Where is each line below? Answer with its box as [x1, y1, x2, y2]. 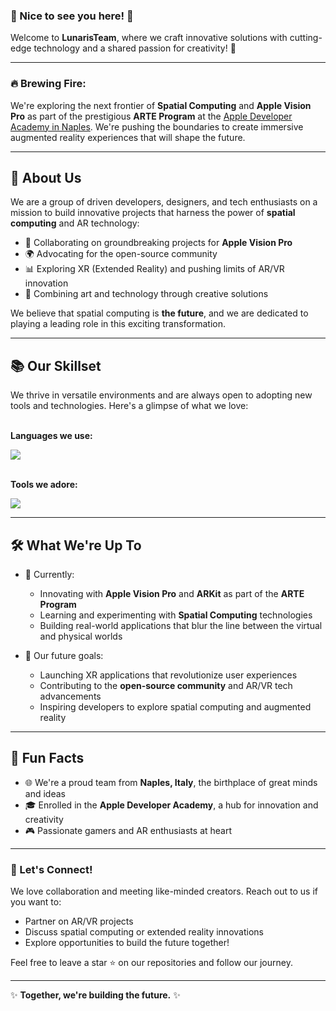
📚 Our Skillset [10, 357, 102, 374]
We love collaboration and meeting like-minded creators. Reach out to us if [10, 885, 319, 898]
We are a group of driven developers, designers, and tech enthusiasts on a [10, 196, 318, 208]
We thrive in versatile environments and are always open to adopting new [10, 389, 313, 401]
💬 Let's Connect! [10, 862, 93, 876]
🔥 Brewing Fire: [10, 77, 87, 91]
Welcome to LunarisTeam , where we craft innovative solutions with [10, 32, 288, 44]
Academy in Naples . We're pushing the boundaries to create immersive [10, 120, 304, 133]
